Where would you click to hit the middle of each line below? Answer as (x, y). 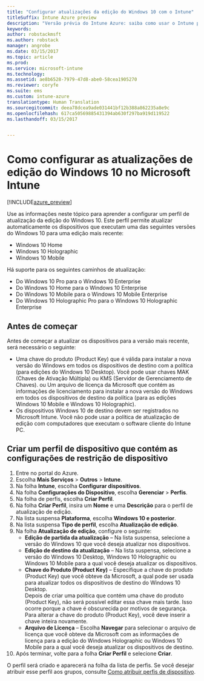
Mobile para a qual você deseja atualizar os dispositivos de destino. (109, 647)
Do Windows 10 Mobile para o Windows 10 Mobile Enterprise (91, 294)
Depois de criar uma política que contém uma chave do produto (104, 595)
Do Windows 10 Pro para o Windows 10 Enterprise (78, 281)
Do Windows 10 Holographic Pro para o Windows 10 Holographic (97, 301)
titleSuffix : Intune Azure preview (52, 18)
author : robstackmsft (34, 35)
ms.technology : (26, 74)
